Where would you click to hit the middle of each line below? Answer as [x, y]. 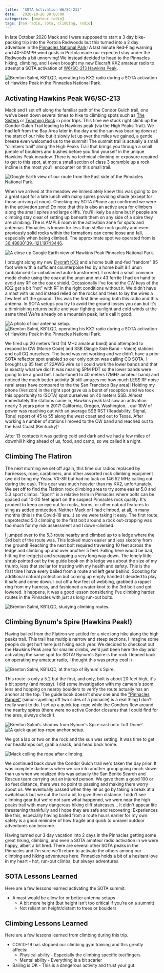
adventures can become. [30, 825]
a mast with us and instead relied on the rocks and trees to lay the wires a [79, 293]
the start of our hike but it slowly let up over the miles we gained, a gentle [79, 136]
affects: [20, 950]
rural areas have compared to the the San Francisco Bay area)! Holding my [80, 385]
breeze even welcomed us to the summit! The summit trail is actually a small [82, 141]
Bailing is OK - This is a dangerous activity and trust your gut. [74, 965]
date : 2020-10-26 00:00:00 [35, 14]
